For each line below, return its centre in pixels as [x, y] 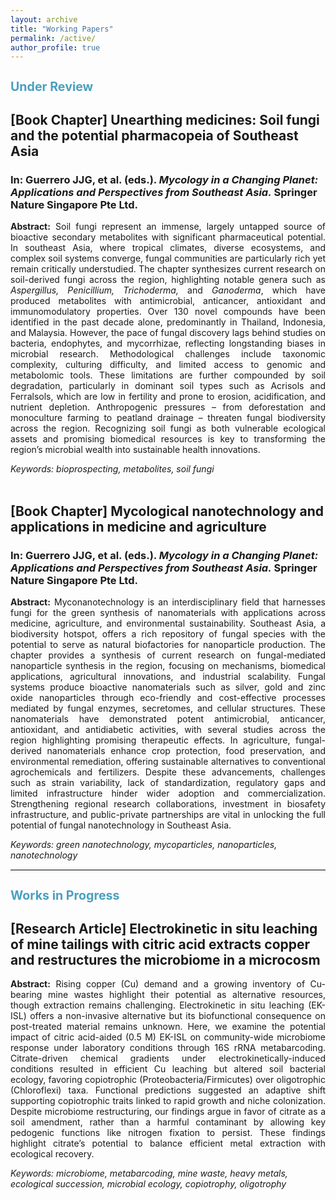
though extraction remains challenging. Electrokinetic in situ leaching [157, 1005]
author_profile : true [55, 47]
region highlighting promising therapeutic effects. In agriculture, [150, 740]
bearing [26, 995]
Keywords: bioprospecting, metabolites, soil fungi [112, 469]
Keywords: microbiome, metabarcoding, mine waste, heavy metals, [149, 1173]
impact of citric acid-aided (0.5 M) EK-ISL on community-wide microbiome [168, 1037]
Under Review [52, 86]
